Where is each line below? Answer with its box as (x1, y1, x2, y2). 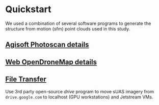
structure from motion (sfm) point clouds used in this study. (5, 25, 130, 31)
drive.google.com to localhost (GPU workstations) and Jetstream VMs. (5, 94, 153, 100)
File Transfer (5, 75, 47, 84)
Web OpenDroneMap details (5, 57, 97, 66)
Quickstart (5, 4, 52, 15)
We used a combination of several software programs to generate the (5, 20, 151, 26)
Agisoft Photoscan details (5, 41, 89, 49)
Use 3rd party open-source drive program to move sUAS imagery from (5, 88, 154, 94)
